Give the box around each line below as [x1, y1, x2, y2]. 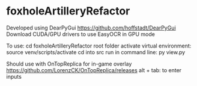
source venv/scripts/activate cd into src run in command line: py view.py [6, 48, 186, 55]
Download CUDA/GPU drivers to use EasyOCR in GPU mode [6, 30, 155, 37]
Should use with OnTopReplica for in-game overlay [6, 60, 132, 67]
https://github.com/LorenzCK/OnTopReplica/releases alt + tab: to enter [6, 66, 182, 73]
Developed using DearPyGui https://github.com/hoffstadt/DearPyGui [6, 24, 176, 31]
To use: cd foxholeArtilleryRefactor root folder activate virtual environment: [6, 42, 192, 49]
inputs [6, 73, 22, 80]
